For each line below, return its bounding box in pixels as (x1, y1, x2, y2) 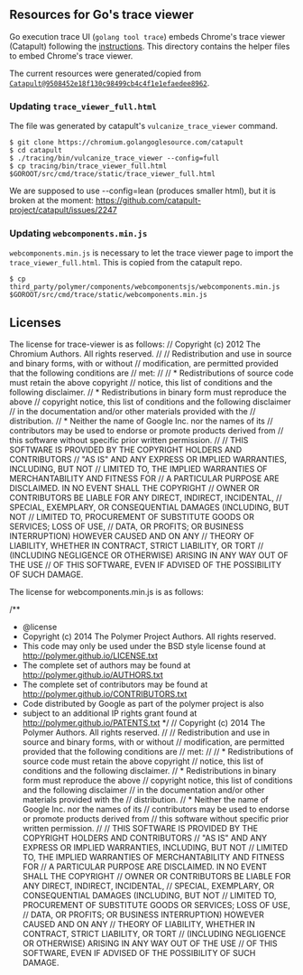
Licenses (9, 315, 61, 330)
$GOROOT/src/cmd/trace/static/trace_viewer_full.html (9, 170, 216, 179)
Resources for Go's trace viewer (9, 7, 194, 23)
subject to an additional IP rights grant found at (22, 708, 197, 719)
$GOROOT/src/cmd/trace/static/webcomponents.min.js (9, 291, 207, 300)
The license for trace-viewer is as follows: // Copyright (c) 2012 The (9, 339, 262, 350)
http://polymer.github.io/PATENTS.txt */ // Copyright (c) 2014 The (22, 718, 266, 729)
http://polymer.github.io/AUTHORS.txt (22, 670, 164, 681)
